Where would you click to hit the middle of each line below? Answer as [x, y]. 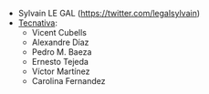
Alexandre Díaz [60, 42]
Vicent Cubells [59, 32]
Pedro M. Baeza [62, 52]
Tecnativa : [37, 23]
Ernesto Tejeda [60, 62]
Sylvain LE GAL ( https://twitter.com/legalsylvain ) [109, 13]
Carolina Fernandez [68, 81]
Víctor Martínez [61, 71]
